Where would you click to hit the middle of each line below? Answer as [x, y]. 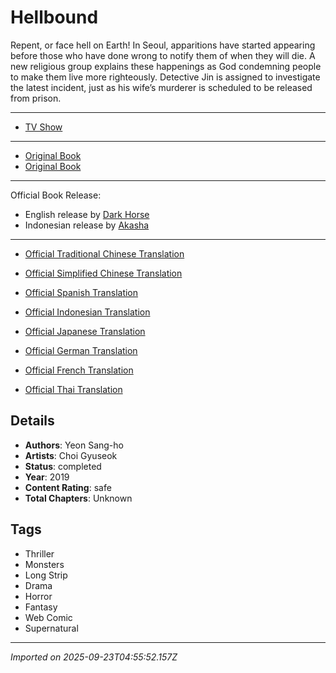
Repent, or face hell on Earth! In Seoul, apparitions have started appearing [163, 45]
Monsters [44, 564]
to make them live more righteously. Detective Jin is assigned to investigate [165, 77]
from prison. [36, 98]
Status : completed [63, 466]
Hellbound [54, 17]
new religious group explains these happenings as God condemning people [166, 66]
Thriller [39, 553]
